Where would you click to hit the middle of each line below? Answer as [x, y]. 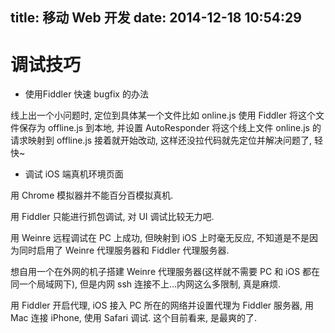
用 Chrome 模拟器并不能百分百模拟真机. [92, 195]
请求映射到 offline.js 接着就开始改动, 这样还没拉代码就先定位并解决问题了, [161, 140]
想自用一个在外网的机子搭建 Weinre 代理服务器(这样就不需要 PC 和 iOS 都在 [165, 272]
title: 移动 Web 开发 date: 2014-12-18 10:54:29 [156, 18]
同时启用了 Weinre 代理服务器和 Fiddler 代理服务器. [124, 250]
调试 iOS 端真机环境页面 [74, 174]
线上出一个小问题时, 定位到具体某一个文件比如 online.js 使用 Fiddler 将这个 [163, 115]
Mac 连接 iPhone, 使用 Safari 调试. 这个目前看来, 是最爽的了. [134, 318]
